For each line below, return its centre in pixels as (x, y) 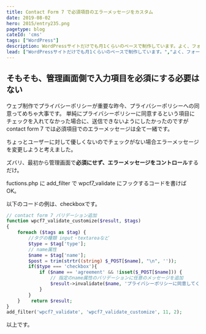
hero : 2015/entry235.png (38, 23)
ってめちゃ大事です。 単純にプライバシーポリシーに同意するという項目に (103, 113)
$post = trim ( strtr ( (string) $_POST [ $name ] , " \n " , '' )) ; (103, 261)
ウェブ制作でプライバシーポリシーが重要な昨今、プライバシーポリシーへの (100, 105)
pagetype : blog (26, 29)
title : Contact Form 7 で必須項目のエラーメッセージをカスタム (80, 12)
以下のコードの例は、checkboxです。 (54, 203)
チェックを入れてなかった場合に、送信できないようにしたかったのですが (97, 121)
